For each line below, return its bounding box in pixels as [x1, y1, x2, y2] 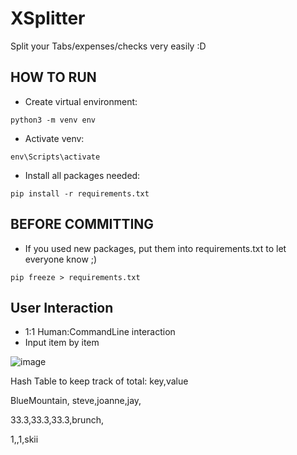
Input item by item [24, 337, 100, 349]
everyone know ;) [24, 253, 98, 265]
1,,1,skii [10, 433, 39, 446]
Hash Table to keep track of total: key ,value [10, 375, 189, 387]
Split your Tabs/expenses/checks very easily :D [10, 40, 207, 52]
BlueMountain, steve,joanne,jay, [10, 395, 142, 407]
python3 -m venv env [10, 115, 97, 125]
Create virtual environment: [24, 95, 138, 107]
